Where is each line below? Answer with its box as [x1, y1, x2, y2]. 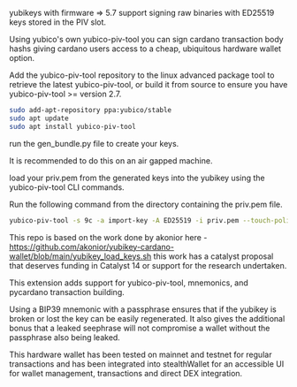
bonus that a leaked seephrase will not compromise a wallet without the [9, 322, 270, 333]
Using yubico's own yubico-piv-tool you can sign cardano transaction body [9, 34, 285, 44]
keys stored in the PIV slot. [9, 17, 107, 27]
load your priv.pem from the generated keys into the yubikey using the [9, 172, 265, 183]
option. [9, 53, 35, 63]
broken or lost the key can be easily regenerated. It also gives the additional [9, 313, 286, 323]
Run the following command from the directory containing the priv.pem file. [9, 199, 283, 209]
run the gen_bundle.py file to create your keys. [9, 138, 179, 148]
